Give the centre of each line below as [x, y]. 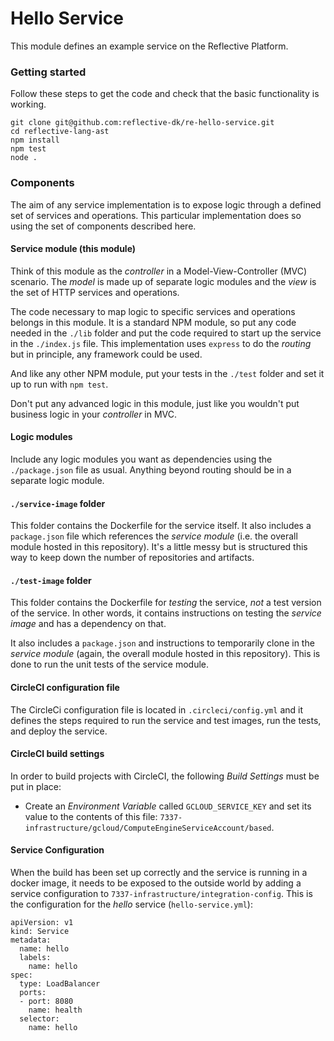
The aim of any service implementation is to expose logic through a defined [166, 204]
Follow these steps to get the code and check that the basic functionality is [165, 94]
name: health [55, 1010]
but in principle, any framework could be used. [106, 354]
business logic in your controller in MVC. [94, 414]
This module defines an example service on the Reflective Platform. [149, 46]
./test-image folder [51, 580]
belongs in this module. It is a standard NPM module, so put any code [153, 322]
